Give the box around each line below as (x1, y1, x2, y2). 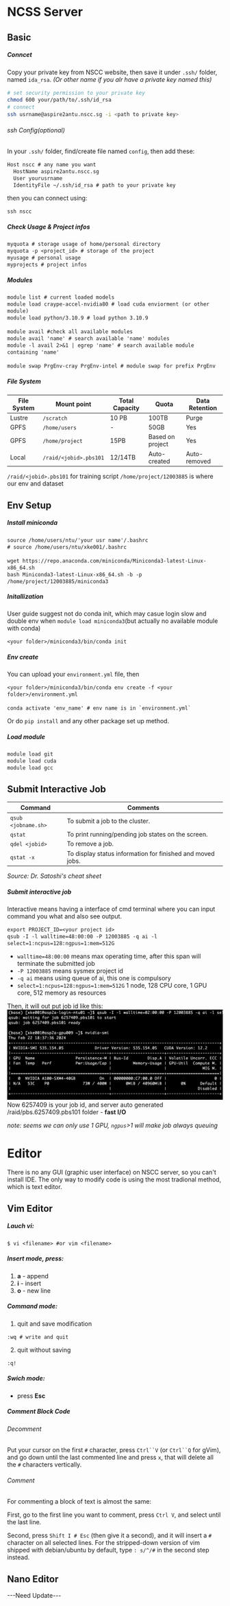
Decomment (7, 1425, 42, 1433)
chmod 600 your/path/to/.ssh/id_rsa (7, 97, 112, 104)
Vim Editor (7, 1203, 53, 1214)
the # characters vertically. (7, 1460, 82, 1469)
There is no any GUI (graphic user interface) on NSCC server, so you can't (7, 1168, 217, 1177)
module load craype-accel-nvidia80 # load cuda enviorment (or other (7, 301, 210, 308)
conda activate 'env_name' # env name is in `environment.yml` (7, 705, 192, 712)
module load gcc (7, 765, 53, 771)
